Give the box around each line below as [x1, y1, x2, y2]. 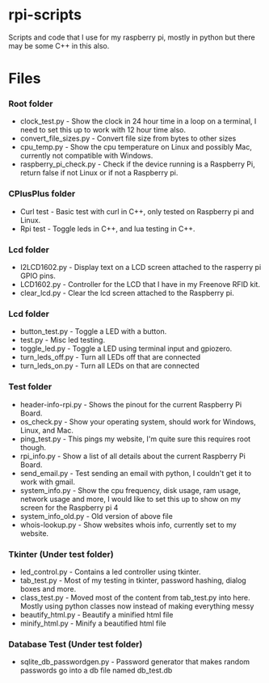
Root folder [8, 99, 53, 110]
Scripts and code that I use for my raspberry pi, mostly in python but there [8, 32, 256, 42]
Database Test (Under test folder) [8, 639, 143, 650]
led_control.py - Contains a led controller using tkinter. [19, 567, 201, 576]
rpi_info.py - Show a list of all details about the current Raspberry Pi [19, 451, 246, 461]
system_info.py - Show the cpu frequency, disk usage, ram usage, [19, 485, 241, 495]
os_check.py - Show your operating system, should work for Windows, [19, 416, 256, 426]
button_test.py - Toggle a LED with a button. [19, 327, 167, 336]
